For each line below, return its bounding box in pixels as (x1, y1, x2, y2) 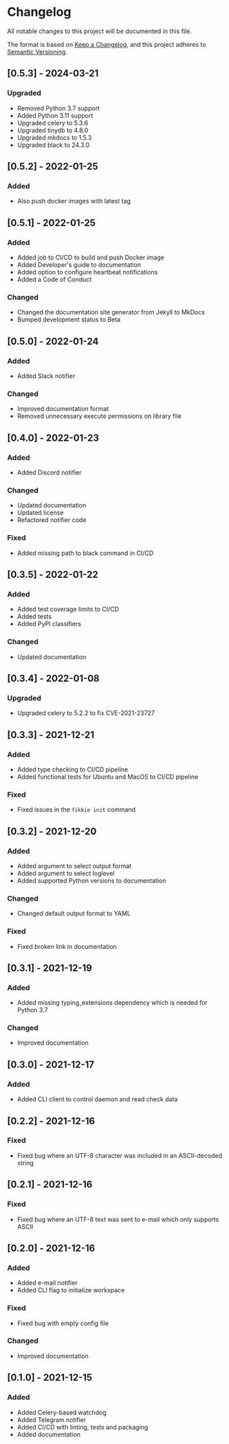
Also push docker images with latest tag (17, 197, 131, 205)
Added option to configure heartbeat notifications (17, 268, 158, 276)
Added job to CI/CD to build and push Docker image (17, 253, 165, 261)
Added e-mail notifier (17, 1278, 78, 1287)
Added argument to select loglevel (17, 869, 115, 877)
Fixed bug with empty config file (17, 1318, 109, 1327)
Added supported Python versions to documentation (17, 876, 166, 885)
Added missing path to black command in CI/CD (17, 549, 153, 557)
